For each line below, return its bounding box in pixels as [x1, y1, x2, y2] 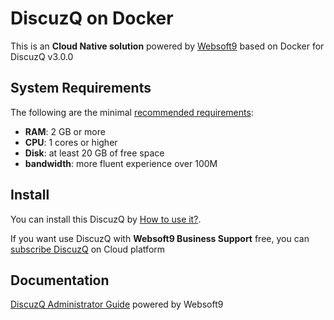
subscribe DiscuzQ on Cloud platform [10, 243, 166, 255]
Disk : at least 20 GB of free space [24, 147, 165, 159]
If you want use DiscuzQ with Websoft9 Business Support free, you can [10, 232, 310, 244]
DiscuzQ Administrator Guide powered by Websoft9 [10, 298, 224, 311]
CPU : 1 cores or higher [24, 136, 118, 148]
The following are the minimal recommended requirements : [10, 106, 254, 118]
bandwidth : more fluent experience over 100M [24, 157, 218, 169]
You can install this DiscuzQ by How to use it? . [10, 213, 202, 225]
